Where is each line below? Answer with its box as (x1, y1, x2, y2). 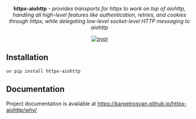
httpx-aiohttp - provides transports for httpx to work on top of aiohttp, (13, 5, 186, 12)
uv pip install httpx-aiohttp (6, 68, 81, 74)
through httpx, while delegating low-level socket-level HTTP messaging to (9, 18, 190, 24)
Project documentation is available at (6, 100, 97, 107)
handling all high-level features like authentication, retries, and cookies (12, 11, 187, 18)
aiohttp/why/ (6, 106, 37, 113)
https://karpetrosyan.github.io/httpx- (97, 100, 187, 107)
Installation (6, 53, 49, 63)
